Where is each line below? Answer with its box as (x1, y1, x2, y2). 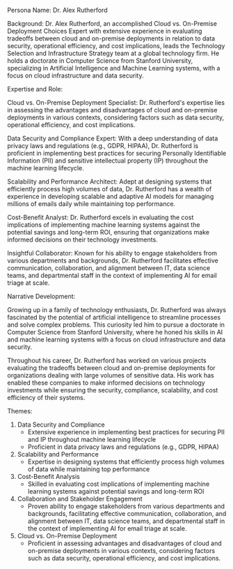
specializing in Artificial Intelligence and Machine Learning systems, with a (7, 64, 220, 72)
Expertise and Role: (7, 85, 63, 93)
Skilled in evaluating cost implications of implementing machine (27, 480, 210, 488)
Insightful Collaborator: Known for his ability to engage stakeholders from (7, 249, 218, 257)
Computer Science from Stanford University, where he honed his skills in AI (7, 328, 223, 336)
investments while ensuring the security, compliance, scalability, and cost (7, 386, 218, 394)
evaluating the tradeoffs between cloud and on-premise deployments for (7, 364, 216, 372)
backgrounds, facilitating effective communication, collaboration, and (27, 510, 227, 517)
